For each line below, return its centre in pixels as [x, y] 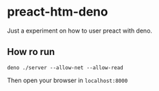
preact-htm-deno [58, 12]
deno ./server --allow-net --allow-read [66, 68]
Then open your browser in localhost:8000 [68, 80]
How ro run [31, 52]
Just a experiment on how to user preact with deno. [79, 31]
